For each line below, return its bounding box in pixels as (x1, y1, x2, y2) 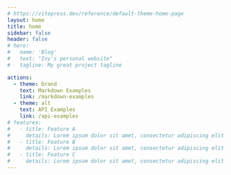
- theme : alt (13, 100, 51, 107)
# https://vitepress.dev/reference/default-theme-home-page (7, 10, 185, 17)
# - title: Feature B (7, 138, 76, 145)
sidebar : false (7, 29, 51, 37)
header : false (7, 36, 48, 43)
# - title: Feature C (7, 151, 76, 158)
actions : (7, 74, 33, 81)
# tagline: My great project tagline (7, 62, 122, 68)
